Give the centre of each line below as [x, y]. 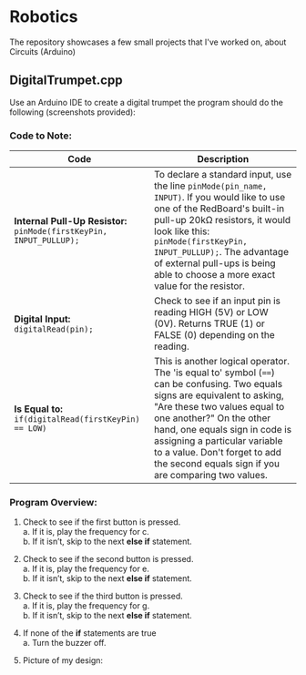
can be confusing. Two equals [219, 384]
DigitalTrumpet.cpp [66, 81]
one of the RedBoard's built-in [219, 209]
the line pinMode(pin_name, [211, 186]
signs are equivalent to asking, [219, 395]
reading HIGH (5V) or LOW [211, 312]
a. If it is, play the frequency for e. [86, 569]
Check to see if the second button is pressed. [108, 559]
